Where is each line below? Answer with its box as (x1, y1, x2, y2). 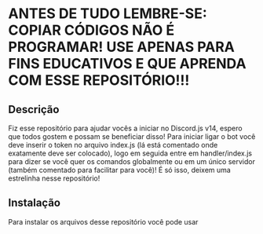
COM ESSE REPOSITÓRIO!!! (8, 71, 190, 90)
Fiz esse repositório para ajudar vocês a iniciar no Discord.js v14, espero (8, 123, 243, 133)
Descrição (8, 103, 60, 116)
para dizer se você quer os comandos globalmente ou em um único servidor (8, 157, 255, 166)
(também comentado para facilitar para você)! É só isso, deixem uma (8, 166, 232, 174)
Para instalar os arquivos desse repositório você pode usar (8, 217, 199, 226)
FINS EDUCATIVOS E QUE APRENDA (8, 55, 247, 73)
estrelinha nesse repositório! (8, 174, 100, 183)
